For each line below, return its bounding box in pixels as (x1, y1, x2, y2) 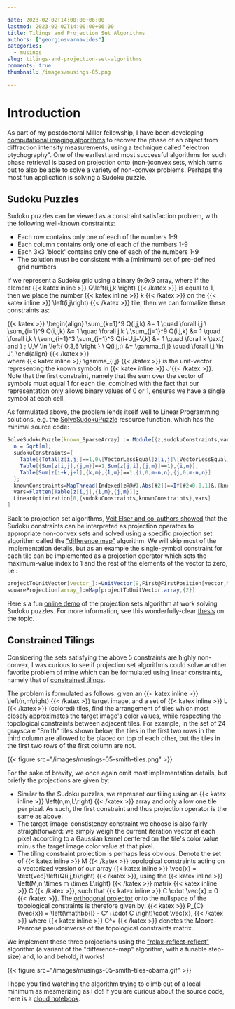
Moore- (194, 916, 217, 925)
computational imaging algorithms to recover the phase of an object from (7, 135, 218, 144)
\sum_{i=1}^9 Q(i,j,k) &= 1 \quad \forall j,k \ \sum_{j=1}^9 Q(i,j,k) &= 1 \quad (7, 327, 221, 335)
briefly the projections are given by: (7, 776, 110, 784)
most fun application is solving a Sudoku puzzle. (7, 173, 147, 181)
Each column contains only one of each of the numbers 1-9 (17, 240, 189, 249)
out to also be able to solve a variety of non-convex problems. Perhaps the (7, 166, 223, 174)
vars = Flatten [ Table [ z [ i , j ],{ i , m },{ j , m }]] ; (13, 488, 139, 495)
